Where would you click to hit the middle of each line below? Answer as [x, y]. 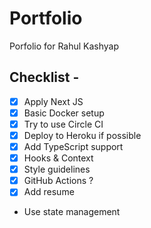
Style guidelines [57, 169]
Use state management [72, 212]
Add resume [49, 192]
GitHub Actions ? [58, 181]
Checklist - [44, 77]
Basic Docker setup [64, 113]
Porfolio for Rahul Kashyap [64, 46]
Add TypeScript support [73, 146]
